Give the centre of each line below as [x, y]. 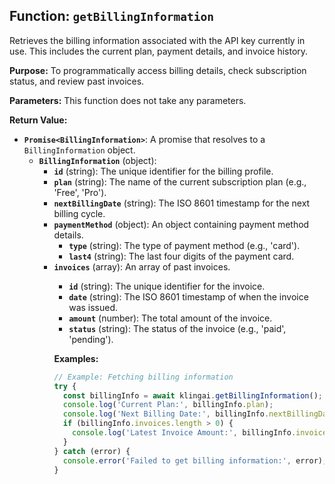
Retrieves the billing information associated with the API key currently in [157, 40]
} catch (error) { [92, 451]
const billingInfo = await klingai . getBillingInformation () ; [193, 395]
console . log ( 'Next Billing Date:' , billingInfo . [166, 414]
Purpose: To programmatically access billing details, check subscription [158, 70]
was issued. [93, 307]
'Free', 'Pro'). [80, 192]
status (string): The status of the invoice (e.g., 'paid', [177, 328]
